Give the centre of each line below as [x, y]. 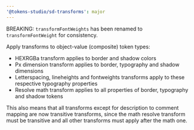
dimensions [29, 71]
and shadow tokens [39, 96]
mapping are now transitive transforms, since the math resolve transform [96, 114]
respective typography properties [56, 83]
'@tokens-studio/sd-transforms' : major [56, 12]
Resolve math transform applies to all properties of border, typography [101, 89]
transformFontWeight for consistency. [52, 35]
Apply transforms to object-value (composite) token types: [78, 47]
